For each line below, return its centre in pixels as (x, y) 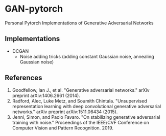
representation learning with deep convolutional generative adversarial (87, 106)
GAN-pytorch (34, 9)
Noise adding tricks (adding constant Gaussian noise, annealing (87, 56)
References (23, 78)
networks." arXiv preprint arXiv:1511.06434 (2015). (65, 112)
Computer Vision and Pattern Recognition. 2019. (63, 128)
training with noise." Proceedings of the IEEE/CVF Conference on (80, 122)
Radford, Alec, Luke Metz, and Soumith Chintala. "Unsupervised (79, 101)
